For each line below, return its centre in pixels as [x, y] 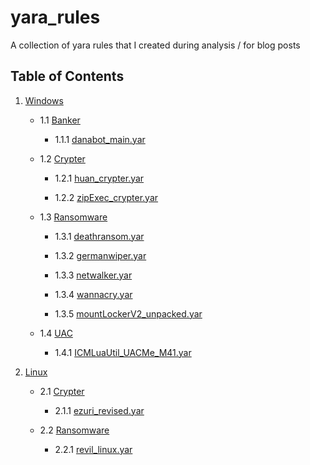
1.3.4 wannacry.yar [93, 294]
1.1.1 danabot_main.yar [100, 139]
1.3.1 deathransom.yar [99, 236]
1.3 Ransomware [73, 217]
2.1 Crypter [62, 391]
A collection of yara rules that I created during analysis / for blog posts [155, 45]
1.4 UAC [56, 333]
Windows [44, 100]
